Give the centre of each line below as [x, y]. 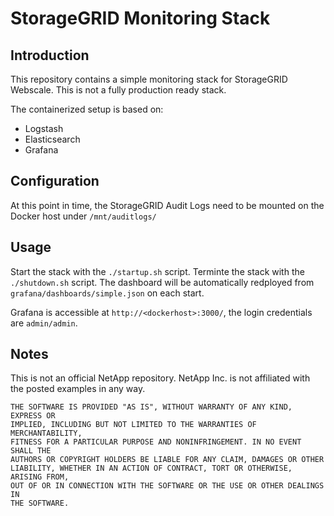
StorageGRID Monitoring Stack [140, 18]
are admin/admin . [44, 323]
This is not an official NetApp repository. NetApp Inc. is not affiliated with [160, 378]
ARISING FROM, [40, 477]
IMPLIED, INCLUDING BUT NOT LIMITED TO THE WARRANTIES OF [133, 425]
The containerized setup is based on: [87, 109]
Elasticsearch [52, 139]
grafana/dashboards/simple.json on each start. [107, 293]
